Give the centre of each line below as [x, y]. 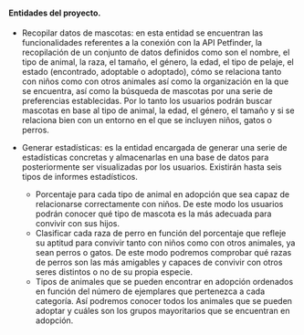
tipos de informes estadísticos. [80, 177]
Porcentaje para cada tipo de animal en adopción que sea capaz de [162, 194]
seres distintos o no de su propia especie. [114, 272]
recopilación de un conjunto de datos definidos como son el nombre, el [156, 52]
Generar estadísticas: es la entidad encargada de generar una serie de [154, 148]
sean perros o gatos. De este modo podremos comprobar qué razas [163, 253]
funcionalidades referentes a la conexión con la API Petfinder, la [142, 43]
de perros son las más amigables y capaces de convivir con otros [159, 262]
